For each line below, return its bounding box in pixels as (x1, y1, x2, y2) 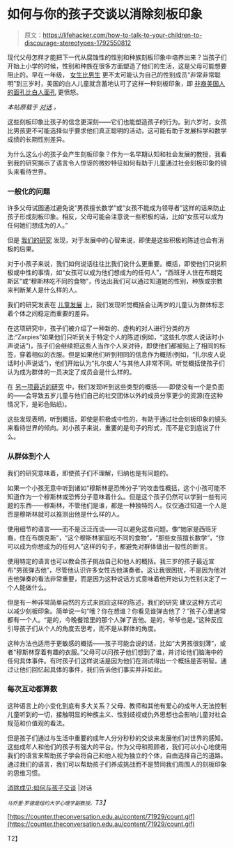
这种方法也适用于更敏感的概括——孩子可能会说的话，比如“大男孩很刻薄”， (7, 639, 221, 647)
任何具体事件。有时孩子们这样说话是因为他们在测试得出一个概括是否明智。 (7, 656, 221, 665)
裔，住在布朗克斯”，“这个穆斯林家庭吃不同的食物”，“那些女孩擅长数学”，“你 (7, 533, 225, 542)
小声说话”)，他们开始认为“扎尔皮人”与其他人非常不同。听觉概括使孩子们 (19, 359, 225, 367)
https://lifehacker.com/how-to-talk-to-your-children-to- (42, 31, 203, 39)
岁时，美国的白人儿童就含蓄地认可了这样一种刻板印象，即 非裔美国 (28, 79, 219, 87)
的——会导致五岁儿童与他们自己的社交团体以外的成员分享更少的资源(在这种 (7, 392, 224, 400)
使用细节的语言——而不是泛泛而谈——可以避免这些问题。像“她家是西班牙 (7, 524, 218, 533)
